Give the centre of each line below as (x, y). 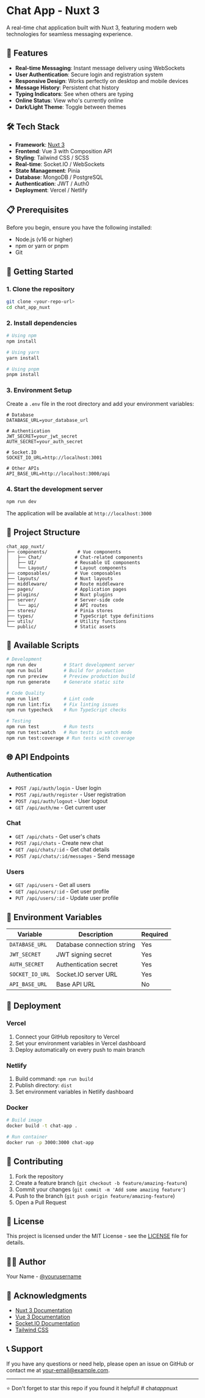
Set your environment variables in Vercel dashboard (81, 1043)
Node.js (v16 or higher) (44, 239)
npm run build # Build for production (65, 671)
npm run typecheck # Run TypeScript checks (67, 710)
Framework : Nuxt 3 (40, 145)
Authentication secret (87, 964)
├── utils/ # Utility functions (67, 621)
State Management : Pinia (48, 170)
